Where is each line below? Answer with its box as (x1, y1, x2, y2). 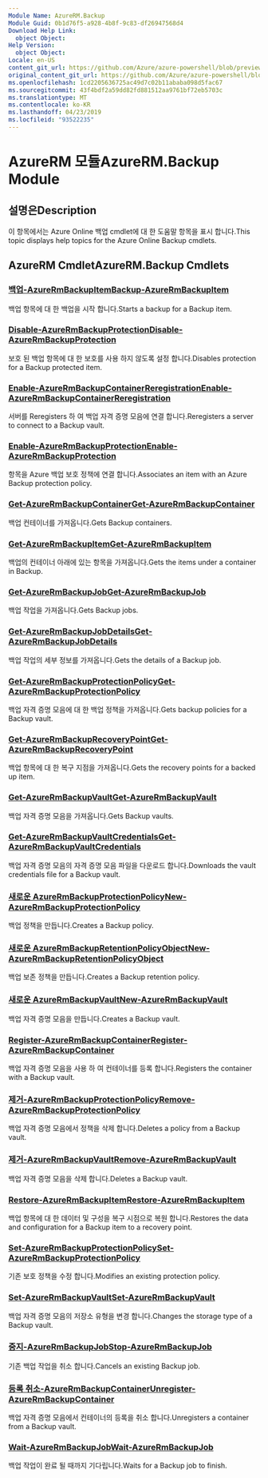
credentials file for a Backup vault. (8, 869, 121, 879)
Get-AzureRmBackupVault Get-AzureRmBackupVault (8, 792, 217, 803)
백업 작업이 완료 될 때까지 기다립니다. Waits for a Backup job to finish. (8, 1460, 227, 1471)
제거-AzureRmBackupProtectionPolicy (8, 1094, 160, 1105)
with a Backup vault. (8, 1073, 76, 1082)
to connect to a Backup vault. (8, 420, 105, 430)
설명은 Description (8, 204, 97, 217)
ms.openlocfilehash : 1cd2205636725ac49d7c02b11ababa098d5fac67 (8, 78, 223, 86)
